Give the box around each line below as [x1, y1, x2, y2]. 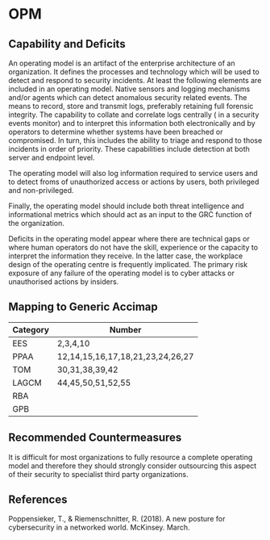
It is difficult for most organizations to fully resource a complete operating [8, 452, 253, 462]
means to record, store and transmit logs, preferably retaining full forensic [8, 102, 254, 111]
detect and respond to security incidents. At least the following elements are [8, 76, 262, 85]
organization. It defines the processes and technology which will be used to [8, 67, 260, 77]
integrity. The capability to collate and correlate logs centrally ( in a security [8, 110, 260, 119]
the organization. [8, 219, 64, 228]
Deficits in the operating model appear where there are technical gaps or [8, 234, 250, 243]
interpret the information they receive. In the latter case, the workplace [8, 251, 243, 261]
